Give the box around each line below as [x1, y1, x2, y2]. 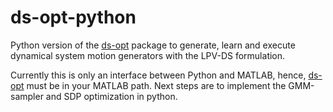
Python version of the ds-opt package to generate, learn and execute [10, 39, 296, 51]
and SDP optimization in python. [45, 90, 178, 102]
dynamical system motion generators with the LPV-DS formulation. [10, 49, 286, 61]
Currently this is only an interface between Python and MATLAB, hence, [10, 69, 307, 81]
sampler [10, 90, 44, 102]
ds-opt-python [10, 6, 137, 29]
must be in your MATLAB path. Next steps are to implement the [26, 79, 287, 91]
